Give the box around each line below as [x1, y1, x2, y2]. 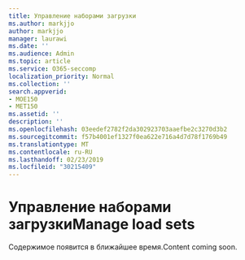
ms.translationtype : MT [8, 140, 90, 149]
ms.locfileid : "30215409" [8, 163, 96, 171]
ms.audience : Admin [8, 50, 75, 58]
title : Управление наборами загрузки [8, 11, 137, 20]
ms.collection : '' [8, 80, 71, 88]
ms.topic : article [8, 58, 71, 66]
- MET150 [8, 102, 38, 110]
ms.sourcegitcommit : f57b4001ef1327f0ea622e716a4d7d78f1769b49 [8, 132, 228, 141]
